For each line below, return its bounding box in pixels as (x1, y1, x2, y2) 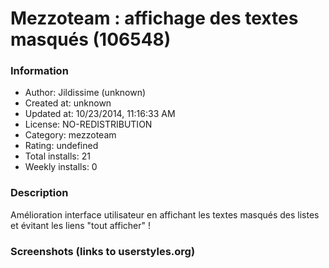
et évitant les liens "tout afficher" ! (10, 219, 151, 231)
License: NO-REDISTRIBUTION (24, 118, 153, 131)
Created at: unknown (24, 97, 112, 109)
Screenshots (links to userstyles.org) (10, 244, 196, 258)
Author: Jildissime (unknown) (24, 87, 147, 99)
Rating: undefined (24, 140, 99, 152)
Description (10, 186, 69, 200)
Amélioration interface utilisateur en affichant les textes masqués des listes (10, 208, 320, 221)
